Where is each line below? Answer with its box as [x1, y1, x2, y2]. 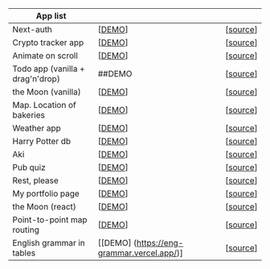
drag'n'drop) [12, 73, 60, 84]
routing [12, 225, 40, 235]
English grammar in [12, 238, 86, 248]
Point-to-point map [12, 214, 88, 225]
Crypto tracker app [12, 37, 84, 48]
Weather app [12, 122, 62, 134]
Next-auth [12, 24, 52, 35]
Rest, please [12, 175, 59, 186]
